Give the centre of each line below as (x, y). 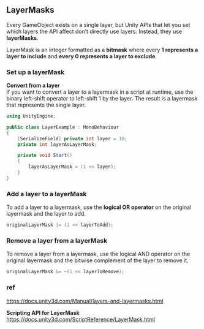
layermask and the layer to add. (46, 214)
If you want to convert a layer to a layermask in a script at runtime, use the (100, 92)
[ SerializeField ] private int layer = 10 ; (72, 138)
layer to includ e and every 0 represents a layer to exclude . (82, 56)
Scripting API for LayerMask (43, 312)
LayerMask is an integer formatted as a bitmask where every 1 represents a (102, 50)
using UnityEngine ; (31, 116)
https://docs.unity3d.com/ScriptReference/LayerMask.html (81, 319)
